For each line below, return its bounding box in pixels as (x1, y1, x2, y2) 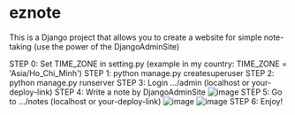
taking (9, 41, 33, 51)
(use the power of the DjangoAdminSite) (34, 41, 180, 51)
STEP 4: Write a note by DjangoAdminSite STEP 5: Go (54, 87, 283, 97)
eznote (9, 3, 62, 23)
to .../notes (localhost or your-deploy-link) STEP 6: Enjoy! (9, 96, 284, 106)
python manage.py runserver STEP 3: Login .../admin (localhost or (9, 77, 250, 88)
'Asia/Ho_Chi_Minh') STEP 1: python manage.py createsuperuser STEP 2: (9, 67, 275, 78)
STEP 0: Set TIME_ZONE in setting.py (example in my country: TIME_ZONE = (9, 58, 287, 69)
